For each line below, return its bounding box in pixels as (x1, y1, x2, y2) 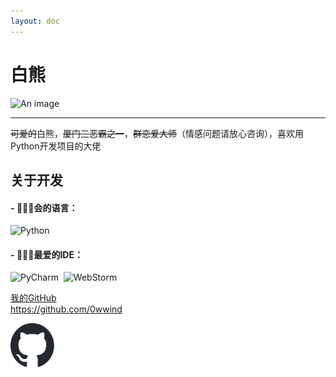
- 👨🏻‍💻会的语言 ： (10, 201, 78, 214)
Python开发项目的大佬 (10, 140, 102, 152)
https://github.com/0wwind (10, 303, 123, 315)
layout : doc (10, 16, 60, 26)
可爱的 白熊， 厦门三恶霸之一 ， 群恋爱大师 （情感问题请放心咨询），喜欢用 (10, 127, 304, 139)
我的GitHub (10, 292, 57, 304)
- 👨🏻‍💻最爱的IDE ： (10, 248, 83, 260)
